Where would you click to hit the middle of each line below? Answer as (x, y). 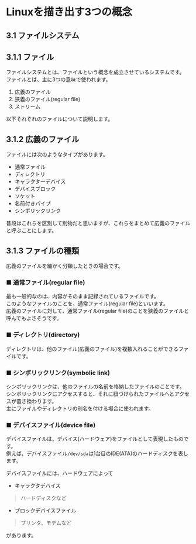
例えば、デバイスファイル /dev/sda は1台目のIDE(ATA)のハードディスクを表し (97, 453)
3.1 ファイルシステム (43, 35)
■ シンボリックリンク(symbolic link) (58, 373)
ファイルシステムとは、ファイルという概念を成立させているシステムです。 (95, 72)
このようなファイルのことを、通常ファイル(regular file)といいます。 (87, 304)
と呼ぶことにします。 (32, 230)
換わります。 (42, 401)
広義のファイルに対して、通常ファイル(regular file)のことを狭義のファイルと (97, 311)
